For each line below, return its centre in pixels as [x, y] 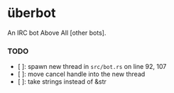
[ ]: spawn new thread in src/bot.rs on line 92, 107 [92, 67]
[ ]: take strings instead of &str [62, 82]
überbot [32, 13]
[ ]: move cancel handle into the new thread [81, 74]
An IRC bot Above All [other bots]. [57, 33]
